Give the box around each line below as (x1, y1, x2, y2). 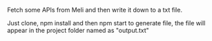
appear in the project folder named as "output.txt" (7, 27, 150, 34)
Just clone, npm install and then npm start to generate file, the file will (7, 19, 206, 27)
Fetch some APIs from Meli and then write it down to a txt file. (7, 6, 183, 14)
